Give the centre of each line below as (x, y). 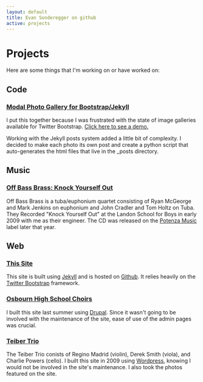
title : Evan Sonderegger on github (51, 18)
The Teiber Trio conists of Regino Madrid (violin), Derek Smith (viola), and (98, 354)
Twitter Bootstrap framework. (43, 283)
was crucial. (21, 325)
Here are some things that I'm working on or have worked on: (83, 70)
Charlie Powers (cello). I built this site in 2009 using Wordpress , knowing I (99, 361)
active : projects (28, 23)
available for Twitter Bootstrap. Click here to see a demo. (77, 126)
